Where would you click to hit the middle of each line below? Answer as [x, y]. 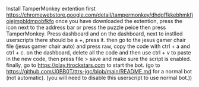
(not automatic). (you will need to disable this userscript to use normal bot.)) [99, 78]
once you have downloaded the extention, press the [119, 21]
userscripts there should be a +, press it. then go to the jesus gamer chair [96, 40]
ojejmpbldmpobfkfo [30, 21]
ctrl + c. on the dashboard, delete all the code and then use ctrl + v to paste [99, 52]
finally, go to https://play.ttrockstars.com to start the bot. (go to [83, 65]
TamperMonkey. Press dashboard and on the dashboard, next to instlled [94, 34]
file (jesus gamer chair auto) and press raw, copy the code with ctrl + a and [98, 46]
